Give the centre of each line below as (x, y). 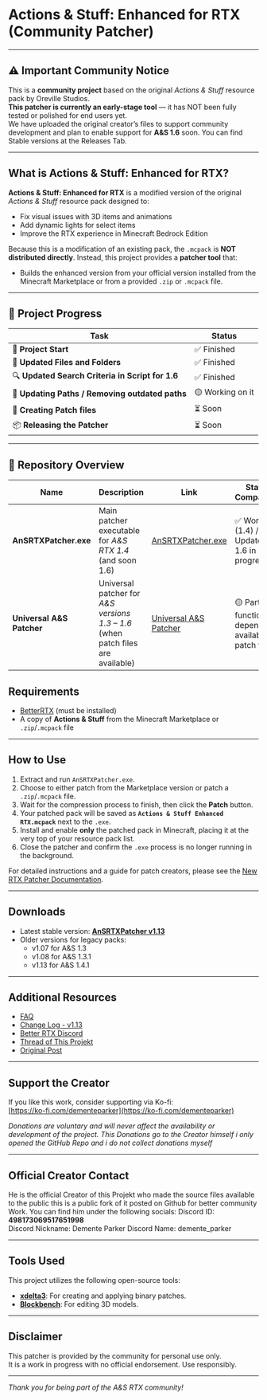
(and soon (117, 561)
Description (121, 492)
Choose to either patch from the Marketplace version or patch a (124, 787)
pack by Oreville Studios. (49, 98)
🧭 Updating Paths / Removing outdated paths (99, 394)
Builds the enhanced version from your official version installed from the (138, 273)
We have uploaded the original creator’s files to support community (118, 124)
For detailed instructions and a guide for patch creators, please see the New (133, 871)
